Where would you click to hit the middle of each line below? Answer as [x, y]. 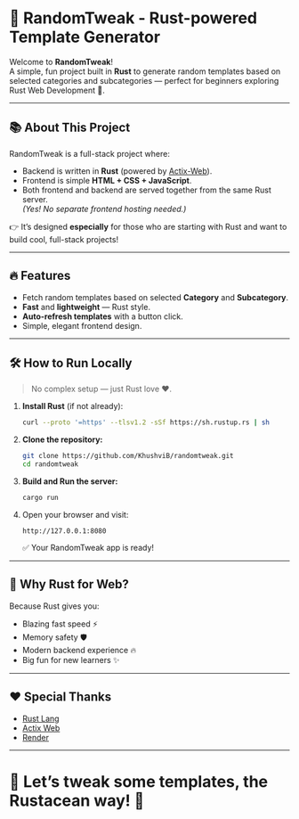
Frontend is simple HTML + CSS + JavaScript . [107, 180]
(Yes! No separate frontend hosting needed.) [104, 209]
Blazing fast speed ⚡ [60, 624]
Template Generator [85, 37]
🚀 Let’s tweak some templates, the [139, 781]
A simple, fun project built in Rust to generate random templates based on [145, 71]
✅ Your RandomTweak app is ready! [88, 547]
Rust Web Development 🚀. [57, 90]
